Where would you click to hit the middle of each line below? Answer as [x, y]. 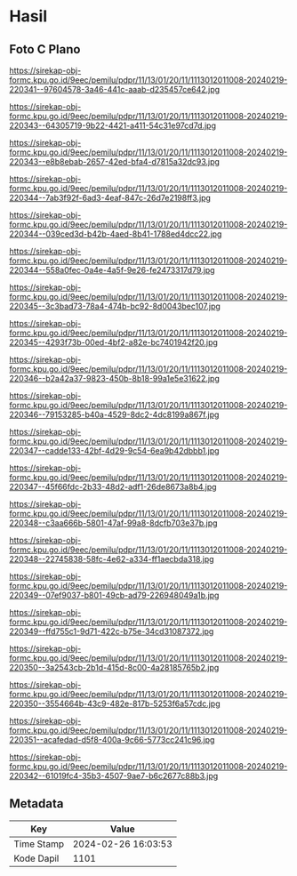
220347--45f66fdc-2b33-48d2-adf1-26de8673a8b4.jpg [113, 487]
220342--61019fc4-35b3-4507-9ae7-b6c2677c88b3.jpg [114, 776]
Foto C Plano [45, 49]
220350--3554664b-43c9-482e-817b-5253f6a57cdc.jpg [115, 703]
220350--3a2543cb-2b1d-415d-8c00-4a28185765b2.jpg [114, 667]
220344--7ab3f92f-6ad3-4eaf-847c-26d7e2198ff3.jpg [110, 198]
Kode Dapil [36, 858]
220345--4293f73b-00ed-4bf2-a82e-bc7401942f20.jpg [113, 342]
